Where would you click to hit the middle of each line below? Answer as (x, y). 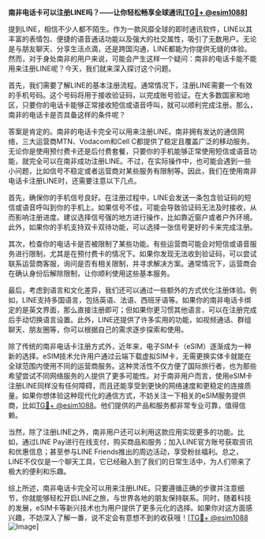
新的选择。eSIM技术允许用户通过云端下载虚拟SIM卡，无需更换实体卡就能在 (130, 356)
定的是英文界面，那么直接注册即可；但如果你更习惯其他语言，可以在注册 (125, 310)
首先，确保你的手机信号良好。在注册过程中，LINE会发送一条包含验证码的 (126, 197)
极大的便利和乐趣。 (39, 471)
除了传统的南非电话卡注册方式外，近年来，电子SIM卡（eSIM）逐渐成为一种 (130, 346)
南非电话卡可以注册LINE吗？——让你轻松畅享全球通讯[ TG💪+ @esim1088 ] (128, 12)
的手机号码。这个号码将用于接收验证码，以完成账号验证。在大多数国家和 (125, 95)
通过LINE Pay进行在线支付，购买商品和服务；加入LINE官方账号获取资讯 (137, 442)
